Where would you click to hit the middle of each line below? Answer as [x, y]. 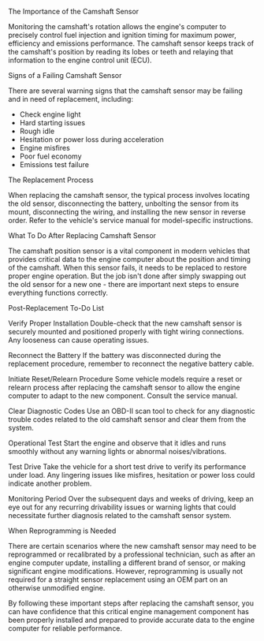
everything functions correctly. [58, 293]
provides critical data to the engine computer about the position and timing [129, 259]
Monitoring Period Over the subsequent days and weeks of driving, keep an [131, 499]
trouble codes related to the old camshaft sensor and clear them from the [127, 419]
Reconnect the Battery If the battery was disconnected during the [115, 355]
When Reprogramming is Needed [62, 531]
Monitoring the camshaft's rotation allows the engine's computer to [117, 26]
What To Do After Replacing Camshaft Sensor [82, 235]
